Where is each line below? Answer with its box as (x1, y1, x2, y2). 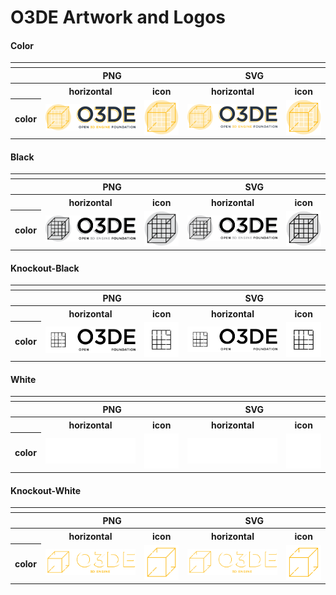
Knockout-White (10, 484, 82, 496)
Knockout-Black (10, 262, 80, 274)
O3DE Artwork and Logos (10, 6, 226, 29)
